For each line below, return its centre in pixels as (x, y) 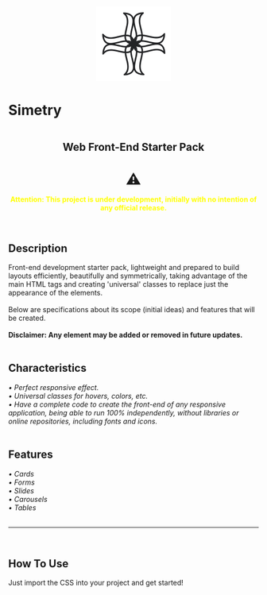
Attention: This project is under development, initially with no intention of (133, 199)
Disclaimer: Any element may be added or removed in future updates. (126, 334)
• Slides (21, 490)
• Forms (22, 482)
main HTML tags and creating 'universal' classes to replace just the (118, 284)
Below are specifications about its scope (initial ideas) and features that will (132, 309)
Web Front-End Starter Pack (133, 147)
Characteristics (48, 368)
